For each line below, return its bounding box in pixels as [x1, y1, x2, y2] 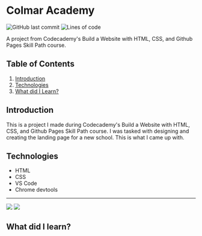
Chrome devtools [14, 186, 58, 193]
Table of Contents [6, 59, 75, 69]
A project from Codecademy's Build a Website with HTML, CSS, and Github [6, 35, 193, 42]
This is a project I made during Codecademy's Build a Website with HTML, [6, 121, 191, 128]
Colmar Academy [6, 4, 95, 17]
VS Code [14, 180, 37, 187]
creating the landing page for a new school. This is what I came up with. [6, 133, 185, 141]
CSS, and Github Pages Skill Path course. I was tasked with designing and [6, 127, 189, 135]
